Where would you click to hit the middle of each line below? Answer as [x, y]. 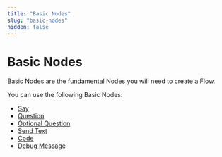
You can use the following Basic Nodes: [65, 95]
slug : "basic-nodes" [38, 20]
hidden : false [28, 27]
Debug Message [41, 146]
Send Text [33, 131]
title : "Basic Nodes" [39, 14]
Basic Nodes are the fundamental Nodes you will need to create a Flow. [111, 81]
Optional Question [44, 123]
